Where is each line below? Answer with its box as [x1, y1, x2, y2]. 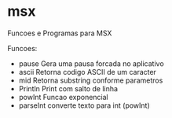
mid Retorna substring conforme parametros [18, 76, 163, 85]
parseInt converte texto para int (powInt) [18, 101, 150, 110]
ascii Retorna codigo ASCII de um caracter [18, 67, 156, 76]
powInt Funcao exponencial [18, 92, 108, 101]
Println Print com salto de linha [18, 83, 119, 93]
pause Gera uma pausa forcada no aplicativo [18, 58, 164, 68]
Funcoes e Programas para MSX [7, 28, 112, 38]
